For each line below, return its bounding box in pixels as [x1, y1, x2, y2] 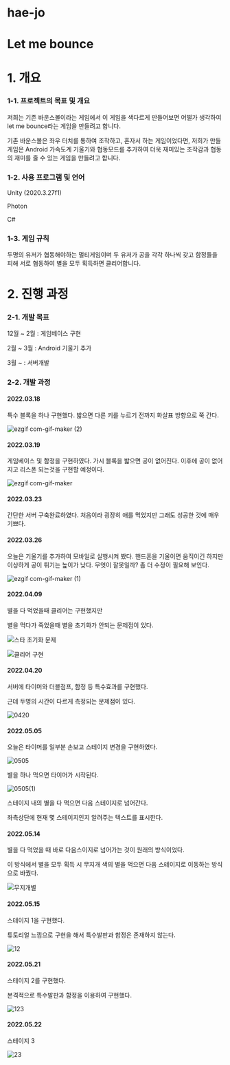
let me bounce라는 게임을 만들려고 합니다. [7, 122, 122, 130]
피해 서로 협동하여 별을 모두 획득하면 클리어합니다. [7, 260, 141, 268]
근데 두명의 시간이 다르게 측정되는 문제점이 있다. [7, 697, 136, 706]
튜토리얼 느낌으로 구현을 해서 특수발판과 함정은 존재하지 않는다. [7, 931, 176, 939]
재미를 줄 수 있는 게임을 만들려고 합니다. [14, 154, 121, 162]
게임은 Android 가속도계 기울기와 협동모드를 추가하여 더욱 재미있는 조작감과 [7, 145, 209, 153]
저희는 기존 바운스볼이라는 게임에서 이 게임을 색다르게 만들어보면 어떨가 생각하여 [7, 113, 222, 121]
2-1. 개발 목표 [7, 312, 49, 321]
